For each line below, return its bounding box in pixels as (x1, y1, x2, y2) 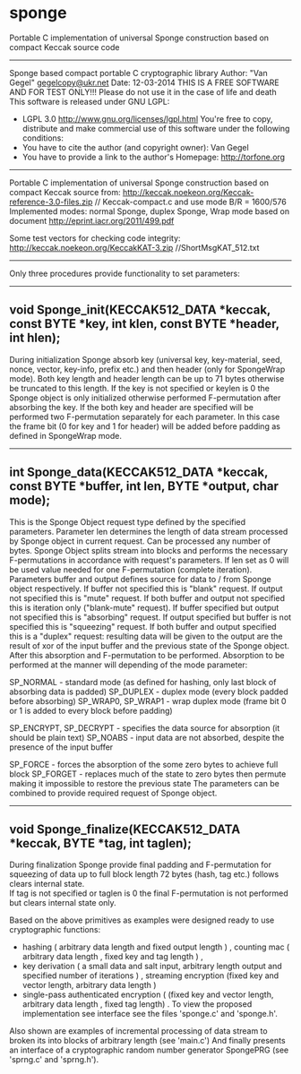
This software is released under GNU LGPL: (9, 96, 170, 107)
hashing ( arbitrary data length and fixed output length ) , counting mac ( (21, 941, 290, 952)
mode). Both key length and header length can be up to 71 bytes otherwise (9, 373, 285, 383)
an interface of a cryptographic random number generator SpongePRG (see (9, 1044, 289, 1055)
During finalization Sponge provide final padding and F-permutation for (9, 859, 271, 871)
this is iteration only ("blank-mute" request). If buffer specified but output (9, 602, 279, 613)
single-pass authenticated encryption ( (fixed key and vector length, (21, 989, 274, 1001)
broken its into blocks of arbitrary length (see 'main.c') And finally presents (9, 1035, 286, 1046)
